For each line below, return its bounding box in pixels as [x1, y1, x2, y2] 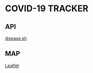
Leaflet [5, 62, 19, 69]
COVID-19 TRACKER [5, 3, 89, 14]
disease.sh [5, 35, 27, 41]
